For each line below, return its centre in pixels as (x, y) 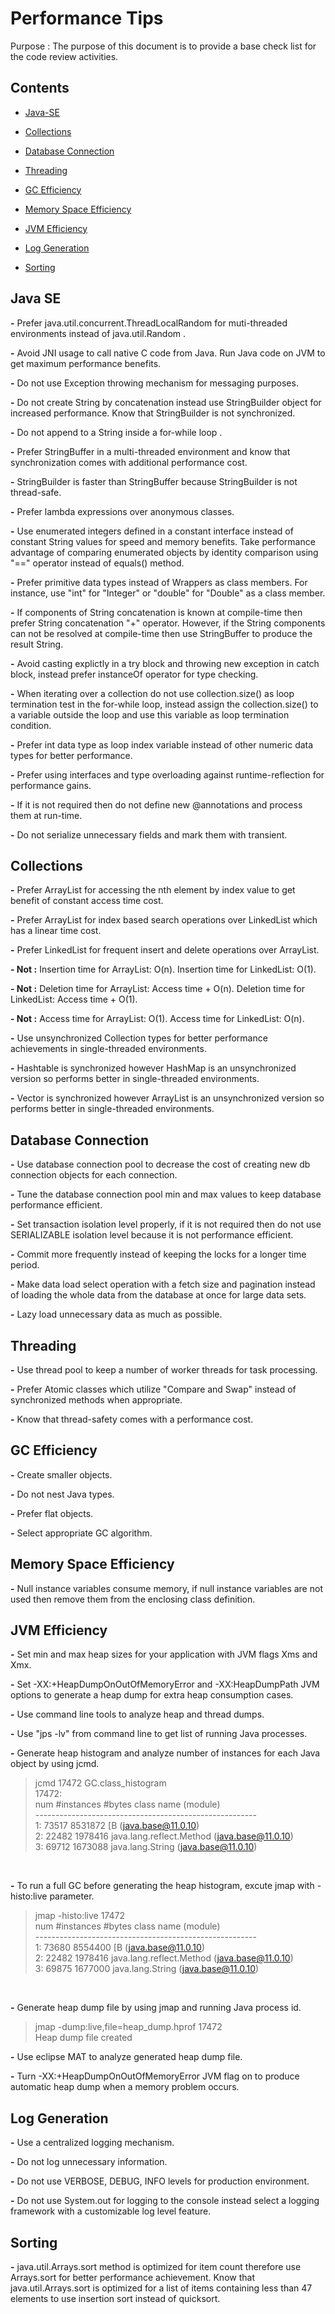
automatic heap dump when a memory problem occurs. (125, 2087)
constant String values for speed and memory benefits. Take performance (163, 541)
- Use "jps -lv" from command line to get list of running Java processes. (159, 1734)
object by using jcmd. (55, 1764)
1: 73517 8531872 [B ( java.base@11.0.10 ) (117, 1826)
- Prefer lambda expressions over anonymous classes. (122, 511)
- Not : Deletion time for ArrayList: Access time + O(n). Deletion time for (157, 989)
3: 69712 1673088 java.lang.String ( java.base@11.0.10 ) (146, 1847)
